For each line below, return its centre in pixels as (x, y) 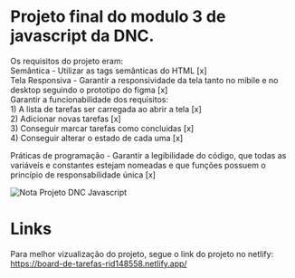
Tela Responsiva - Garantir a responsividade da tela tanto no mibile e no (144, 80)
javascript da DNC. (82, 36)
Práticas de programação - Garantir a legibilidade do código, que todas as (148, 155)
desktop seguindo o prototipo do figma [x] (89, 90)
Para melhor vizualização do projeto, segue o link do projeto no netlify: (142, 254)
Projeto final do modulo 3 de (118, 17)
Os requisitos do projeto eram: (67, 61)
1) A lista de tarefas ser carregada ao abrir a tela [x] (106, 109)
